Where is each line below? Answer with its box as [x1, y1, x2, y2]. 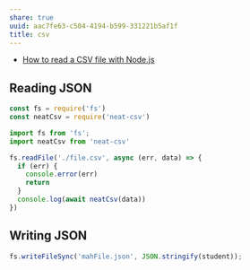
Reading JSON [9, 80, 92, 95]
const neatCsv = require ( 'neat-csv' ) [9, 113, 151, 122]
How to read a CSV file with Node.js [22, 55, 155, 65]
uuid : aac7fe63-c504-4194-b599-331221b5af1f [9, 22, 178, 30]
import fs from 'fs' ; [9, 128, 91, 137]
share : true [9, 13, 54, 22]
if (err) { [17, 161, 58, 170]
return [25, 179, 50, 187]
